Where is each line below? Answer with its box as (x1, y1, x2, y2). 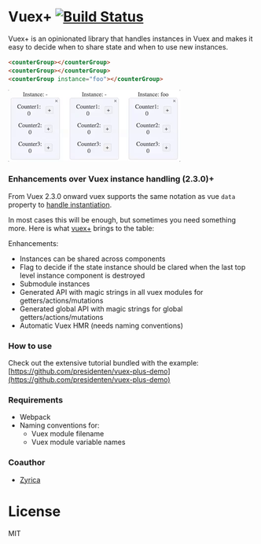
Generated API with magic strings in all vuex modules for (19, 287, 204, 296)
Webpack (19, 413, 51, 422)
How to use (8, 340, 53, 351)
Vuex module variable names (31, 437, 126, 447)
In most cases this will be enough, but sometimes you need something (8, 215, 237, 224)
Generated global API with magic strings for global (19, 303, 183, 314)
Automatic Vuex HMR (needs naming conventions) (19, 321, 183, 330)
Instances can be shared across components (19, 254, 166, 263)
